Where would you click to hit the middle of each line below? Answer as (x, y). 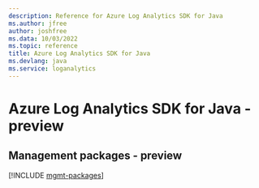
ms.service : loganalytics (52, 69)
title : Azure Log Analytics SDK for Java (80, 53)
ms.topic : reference (43, 46)
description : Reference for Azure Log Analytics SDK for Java (116, 16)
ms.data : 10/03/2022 (43, 38)
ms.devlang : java (38, 62)
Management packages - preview (95, 156)
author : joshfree (38, 31)
